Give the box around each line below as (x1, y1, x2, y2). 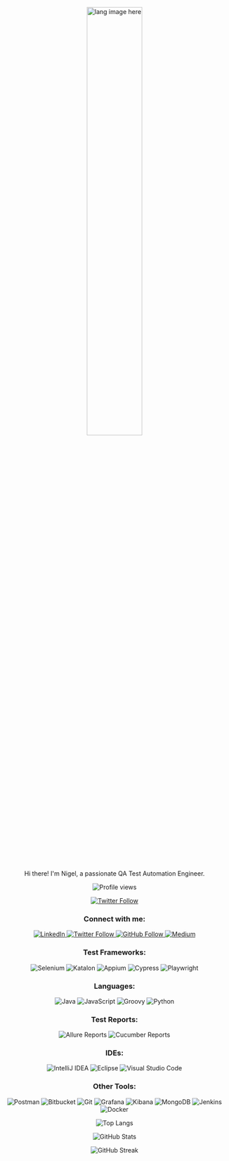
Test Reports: (91, 1014, 138, 1024)
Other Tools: (93, 1082, 136, 1091)
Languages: (93, 981, 136, 991)
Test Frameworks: (83, 947, 146, 957)
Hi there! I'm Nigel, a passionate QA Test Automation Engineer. (24, 869, 205, 878)
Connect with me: (83, 914, 146, 923)
